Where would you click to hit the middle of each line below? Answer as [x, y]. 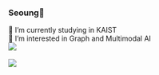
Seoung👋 [26, 13]
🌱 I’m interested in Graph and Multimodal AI [80, 38]
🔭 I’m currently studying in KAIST [63, 30]
